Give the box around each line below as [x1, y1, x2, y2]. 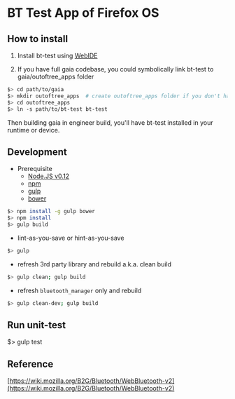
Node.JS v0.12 [27, 172, 70, 180]
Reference [7, 358, 54, 370]
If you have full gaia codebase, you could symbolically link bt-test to [17, 65, 214, 73]
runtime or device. [7, 126, 60, 134]
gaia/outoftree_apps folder [17, 72, 94, 81]
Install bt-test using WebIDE [17, 51, 98, 60]
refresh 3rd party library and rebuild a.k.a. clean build [17, 259, 172, 268]
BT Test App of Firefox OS [7, 5, 159, 21]
